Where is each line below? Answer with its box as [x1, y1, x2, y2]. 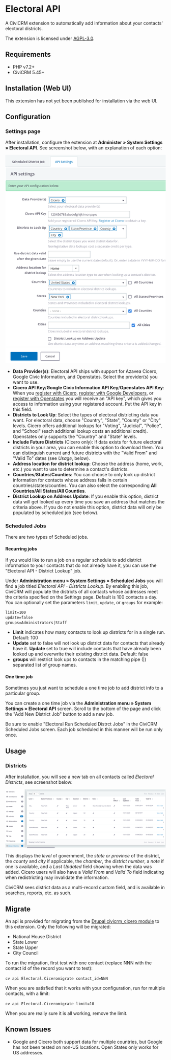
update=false [5, 615, 33, 621]
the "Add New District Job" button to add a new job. [5, 711, 114, 717]
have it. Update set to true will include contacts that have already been [12, 646, 161, 652]
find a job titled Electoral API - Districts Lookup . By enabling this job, [5, 583, 149, 589]
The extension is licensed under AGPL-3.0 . [5, 35, 95, 41]
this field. [12, 406, 33, 412]
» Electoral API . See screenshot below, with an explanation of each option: [5, 145, 162, 151]
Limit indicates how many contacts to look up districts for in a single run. [12, 629, 165, 635]
